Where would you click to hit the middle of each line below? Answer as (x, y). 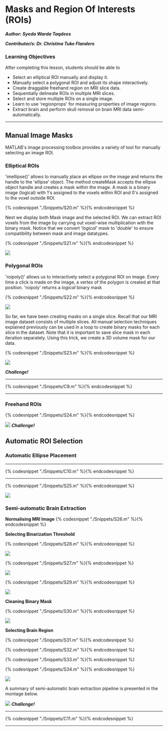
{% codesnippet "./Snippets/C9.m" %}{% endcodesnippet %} (69, 386)
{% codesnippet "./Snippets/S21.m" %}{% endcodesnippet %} (69, 243)
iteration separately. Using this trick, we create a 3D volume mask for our (80, 337)
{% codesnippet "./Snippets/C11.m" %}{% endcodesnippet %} (69, 718)
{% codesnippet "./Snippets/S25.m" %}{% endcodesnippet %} (70, 486)
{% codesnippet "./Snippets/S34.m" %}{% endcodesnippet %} (70, 669)
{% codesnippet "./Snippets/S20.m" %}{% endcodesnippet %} (70, 208)
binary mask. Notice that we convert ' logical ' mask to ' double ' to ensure (79, 228)
